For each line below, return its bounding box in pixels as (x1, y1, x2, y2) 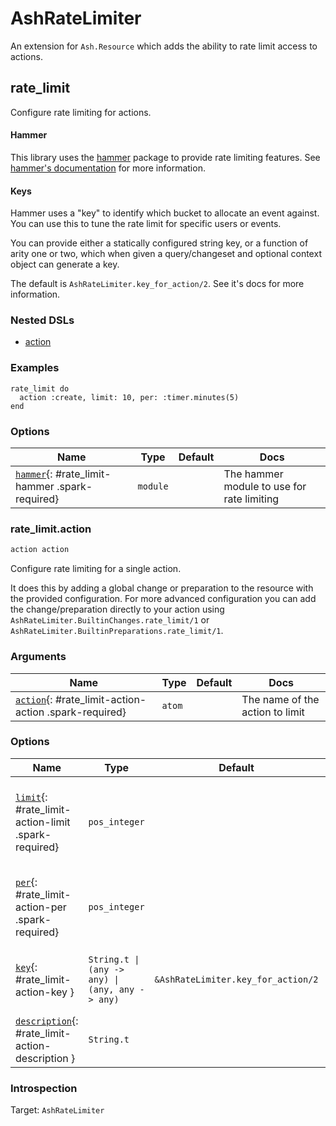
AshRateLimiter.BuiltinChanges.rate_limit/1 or (10, 614, 210, 626)
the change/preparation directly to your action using (10, 603, 225, 616)
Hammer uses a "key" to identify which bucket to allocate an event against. (10, 207, 320, 219)
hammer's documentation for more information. (10, 162, 206, 174)
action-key (15, 985, 68, 999)
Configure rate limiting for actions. (10, 106, 152, 118)
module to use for (223, 480, 307, 494)
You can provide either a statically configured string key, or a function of (10, 237, 309, 249)
